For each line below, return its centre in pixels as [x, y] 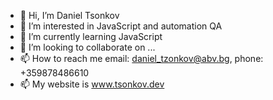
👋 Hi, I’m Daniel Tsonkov [69, 15]
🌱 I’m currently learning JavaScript [91, 36]
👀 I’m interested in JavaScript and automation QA [121, 26]
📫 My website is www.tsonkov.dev [92, 84]
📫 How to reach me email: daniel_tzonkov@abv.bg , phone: [141, 58]
